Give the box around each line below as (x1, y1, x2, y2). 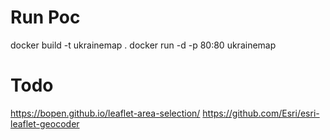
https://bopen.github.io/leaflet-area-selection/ (10, 107, 201, 119)
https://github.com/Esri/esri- (202, 107, 320, 119)
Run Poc (10, 6, 81, 29)
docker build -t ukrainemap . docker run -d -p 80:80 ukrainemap (10, 39, 277, 51)
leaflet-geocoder (10, 117, 80, 130)
